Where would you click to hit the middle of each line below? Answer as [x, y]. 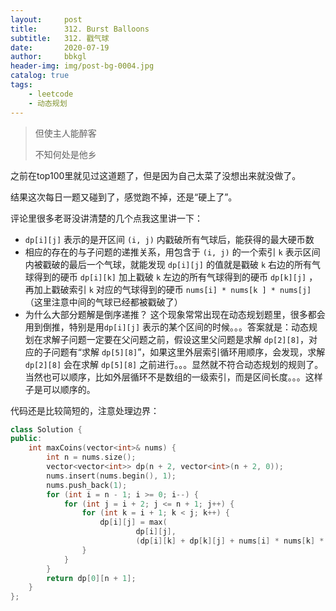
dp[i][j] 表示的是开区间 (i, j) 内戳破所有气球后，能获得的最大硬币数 [169, 239]
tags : [21, 85]
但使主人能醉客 [65, 133]
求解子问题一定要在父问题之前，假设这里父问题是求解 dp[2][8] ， [176, 339]
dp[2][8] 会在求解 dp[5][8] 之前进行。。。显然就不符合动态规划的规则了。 [174, 364]
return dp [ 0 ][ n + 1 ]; [91, 578]
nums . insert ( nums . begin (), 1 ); [111, 476]
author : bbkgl [48, 57]
